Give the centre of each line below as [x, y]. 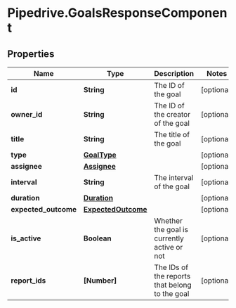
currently [169, 238]
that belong [173, 285]
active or [169, 247]
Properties [31, 54]
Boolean [98, 238]
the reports [172, 276]
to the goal [172, 294]
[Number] [100, 281]
